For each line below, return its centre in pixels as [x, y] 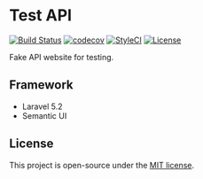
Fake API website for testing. [62, 57]
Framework [41, 85]
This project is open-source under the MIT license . [102, 165]
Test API [41, 16]
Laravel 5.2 [43, 106]
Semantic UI [44, 115]
